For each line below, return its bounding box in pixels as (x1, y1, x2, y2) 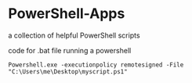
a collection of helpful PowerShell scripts (8, 31, 140, 40)
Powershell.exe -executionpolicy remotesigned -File (8, 60, 184, 69)
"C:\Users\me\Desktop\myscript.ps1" (8, 67, 128, 75)
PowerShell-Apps (8, 5, 125, 23)
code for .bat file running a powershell (8, 45, 132, 55)
